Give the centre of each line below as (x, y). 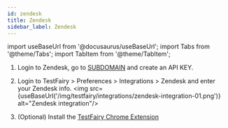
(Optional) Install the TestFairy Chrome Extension (88, 117)
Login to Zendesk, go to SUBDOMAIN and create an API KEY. (105, 68)
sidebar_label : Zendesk (42, 27)
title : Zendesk (29, 20)
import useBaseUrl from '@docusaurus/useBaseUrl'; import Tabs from (108, 47)
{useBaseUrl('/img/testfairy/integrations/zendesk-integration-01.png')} (119, 96)
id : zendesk (24, 14)
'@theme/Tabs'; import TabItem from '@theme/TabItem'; (89, 54)
